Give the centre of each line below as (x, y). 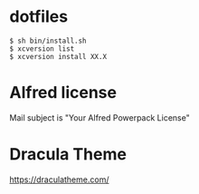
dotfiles (39, 17)
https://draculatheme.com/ (59, 179)
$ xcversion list (42, 48)
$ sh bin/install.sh (48, 41)
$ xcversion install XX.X (58, 56)
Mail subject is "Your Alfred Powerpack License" (99, 117)
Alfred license (63, 93)
